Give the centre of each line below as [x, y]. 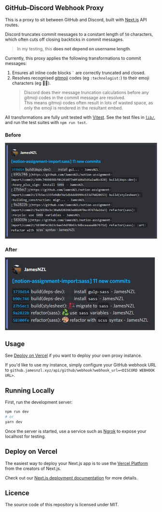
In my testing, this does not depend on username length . [74, 48]
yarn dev [14, 422]
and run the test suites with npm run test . [46, 122]
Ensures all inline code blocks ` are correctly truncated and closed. [79, 73]
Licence [17, 493]
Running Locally [30, 391]
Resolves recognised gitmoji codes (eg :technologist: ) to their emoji [81, 78]
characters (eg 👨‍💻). [31, 83]
